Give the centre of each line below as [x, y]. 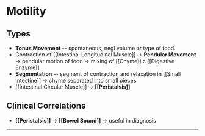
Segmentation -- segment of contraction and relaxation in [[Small [98, 74]
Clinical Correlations [46, 106]
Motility [27, 11]
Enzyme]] [27, 67]
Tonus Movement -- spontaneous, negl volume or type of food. [95, 48]
